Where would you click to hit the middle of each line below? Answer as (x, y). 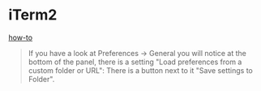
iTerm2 (33, 15)
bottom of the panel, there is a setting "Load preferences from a (135, 62)
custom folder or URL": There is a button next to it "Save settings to (140, 70)
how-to (21, 37)
